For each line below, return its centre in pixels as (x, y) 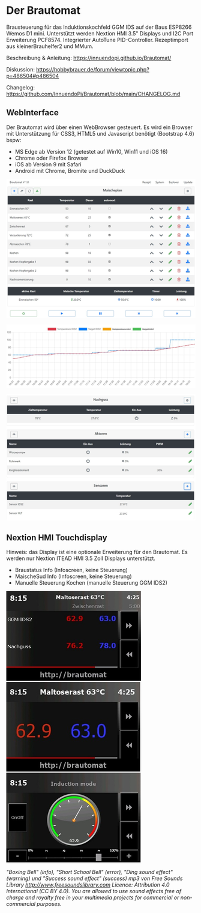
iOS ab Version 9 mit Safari (48, 164)
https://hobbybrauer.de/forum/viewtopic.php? (93, 69)
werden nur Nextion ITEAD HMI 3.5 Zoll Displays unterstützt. (81, 558)
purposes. (49, 904)
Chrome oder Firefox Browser (52, 158)
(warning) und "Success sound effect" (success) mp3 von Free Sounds (94, 878)
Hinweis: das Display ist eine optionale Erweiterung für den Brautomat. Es (97, 552)
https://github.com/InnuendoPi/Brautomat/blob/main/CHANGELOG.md (93, 94)
